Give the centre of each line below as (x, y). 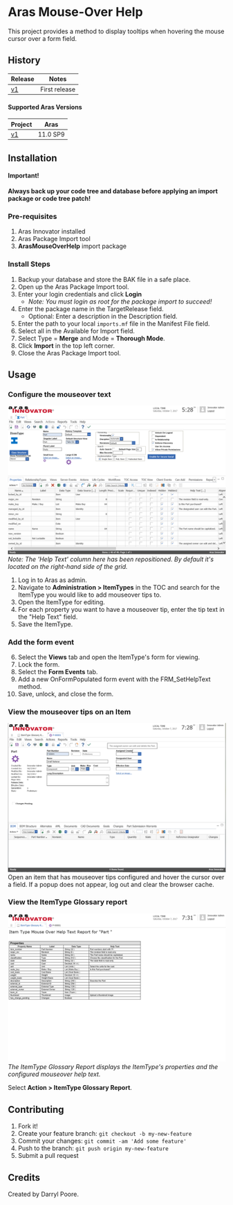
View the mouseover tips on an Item (69, 712)
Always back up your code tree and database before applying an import (113, 191)
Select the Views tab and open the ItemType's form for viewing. (109, 657)
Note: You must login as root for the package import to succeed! (120, 301)
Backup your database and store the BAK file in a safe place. (104, 279)
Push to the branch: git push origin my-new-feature (93, 1148)
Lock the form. (39, 665)
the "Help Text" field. (48, 617)
